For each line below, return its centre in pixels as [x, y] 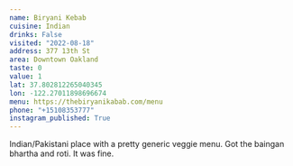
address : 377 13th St [50, 51]
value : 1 [26, 77]
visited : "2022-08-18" [52, 43]
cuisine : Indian [40, 26]
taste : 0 [26, 69]
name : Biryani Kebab [48, 18]
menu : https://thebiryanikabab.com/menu [87, 101]
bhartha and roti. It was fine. [62, 153]
